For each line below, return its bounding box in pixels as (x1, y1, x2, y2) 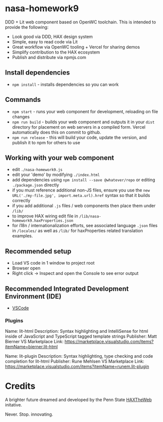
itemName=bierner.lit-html (5, 344, 58, 350)
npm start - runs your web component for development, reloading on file (12, 108, 158, 115)
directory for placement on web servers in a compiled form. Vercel (12, 124, 146, 130)
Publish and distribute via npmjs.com (12, 54, 87, 60)
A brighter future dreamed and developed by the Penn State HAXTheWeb (5, 397, 152, 403)
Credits (5, 381, 36, 392)
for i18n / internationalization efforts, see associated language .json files (12, 223, 158, 229)
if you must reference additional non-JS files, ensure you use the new (12, 187, 150, 193)
